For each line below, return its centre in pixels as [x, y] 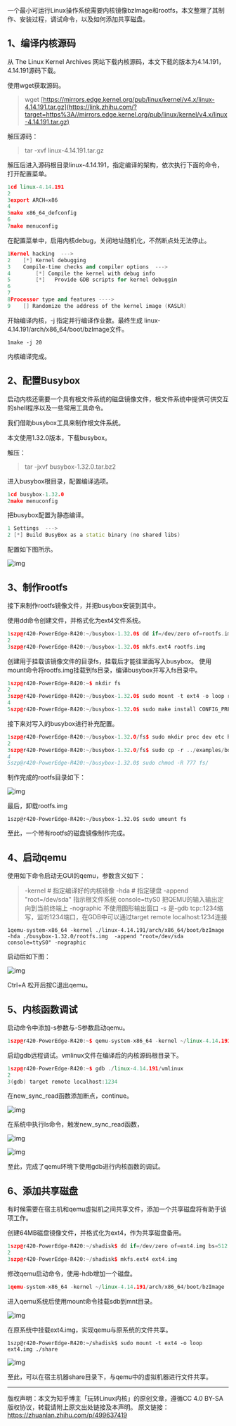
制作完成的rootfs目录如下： [47, 777]
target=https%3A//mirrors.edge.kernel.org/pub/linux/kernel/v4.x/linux [126, 114]
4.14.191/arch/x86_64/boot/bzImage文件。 [68, 329]
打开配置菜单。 [29, 174]
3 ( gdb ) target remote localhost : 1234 [63, 1082]
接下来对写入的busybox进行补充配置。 [63, 723]
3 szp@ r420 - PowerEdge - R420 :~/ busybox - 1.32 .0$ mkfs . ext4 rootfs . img [106, 647]
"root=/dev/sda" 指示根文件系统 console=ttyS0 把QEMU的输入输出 [121, 900]
